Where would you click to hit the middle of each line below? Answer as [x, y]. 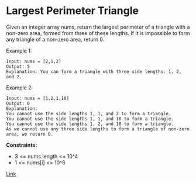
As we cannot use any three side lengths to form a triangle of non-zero [98, 129]
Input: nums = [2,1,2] [34, 61]
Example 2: [20, 87]
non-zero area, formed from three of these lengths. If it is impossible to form [98, 33]
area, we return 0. [30, 134]
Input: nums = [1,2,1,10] [37, 98]
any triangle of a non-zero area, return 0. [55, 39]
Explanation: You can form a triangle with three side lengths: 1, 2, [94, 71]
